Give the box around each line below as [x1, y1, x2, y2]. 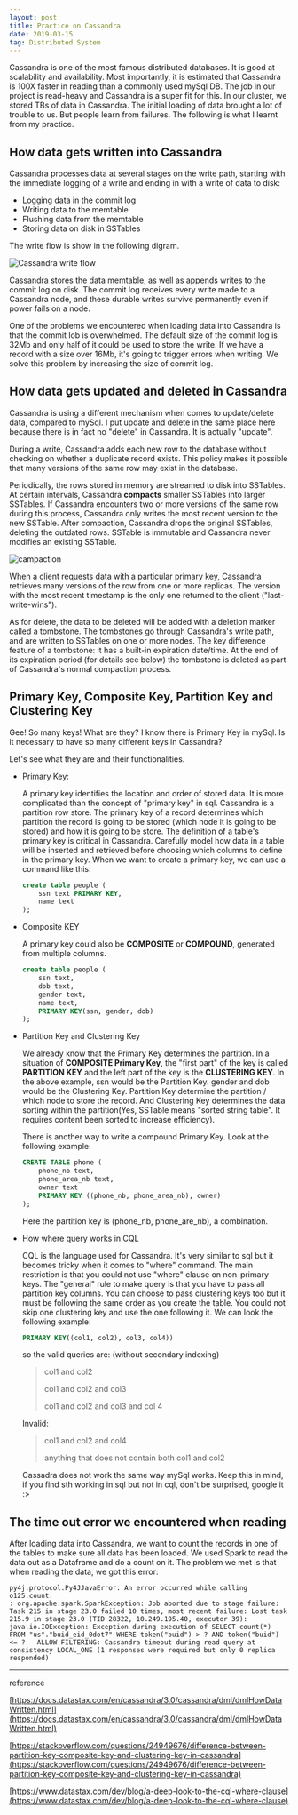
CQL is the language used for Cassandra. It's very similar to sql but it [21, 1250, 274, 1260]
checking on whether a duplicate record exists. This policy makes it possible [9, 452, 288, 463]
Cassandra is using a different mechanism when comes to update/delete [9, 407, 275, 418]
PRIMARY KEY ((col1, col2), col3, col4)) [21, 1333, 174, 1342]
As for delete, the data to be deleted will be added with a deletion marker [9, 616, 276, 627]
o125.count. [9, 1592, 53, 1601]
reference [9, 1677, 45, 1689]
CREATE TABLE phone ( [21, 1158, 102, 1167]
